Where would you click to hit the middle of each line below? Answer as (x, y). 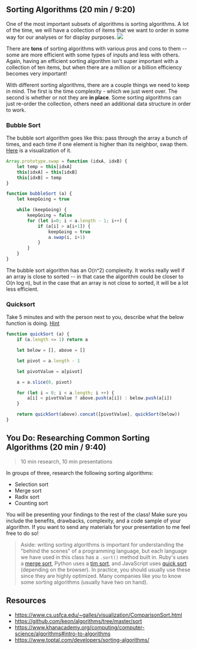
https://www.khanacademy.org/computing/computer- (80, 627)
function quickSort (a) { (38, 334)
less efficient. (23, 289)
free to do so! (22, 533)
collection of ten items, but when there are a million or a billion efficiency (94, 67)
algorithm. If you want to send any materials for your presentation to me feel (98, 527)
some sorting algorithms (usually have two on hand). (84, 582)
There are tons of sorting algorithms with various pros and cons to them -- (96, 48)
